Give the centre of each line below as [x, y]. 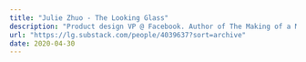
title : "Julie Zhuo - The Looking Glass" [89, 18]
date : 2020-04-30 [42, 43]
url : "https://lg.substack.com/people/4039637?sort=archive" [128, 35]
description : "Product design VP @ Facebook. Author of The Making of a [150, 26]
